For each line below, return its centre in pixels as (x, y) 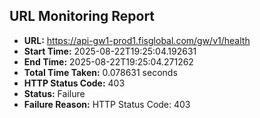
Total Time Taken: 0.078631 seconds (100, 72)
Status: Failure (54, 93)
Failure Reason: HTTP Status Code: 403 (107, 104)
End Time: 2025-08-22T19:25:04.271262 (108, 61)
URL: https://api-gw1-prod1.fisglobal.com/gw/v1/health (137, 40)
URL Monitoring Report (82, 16)
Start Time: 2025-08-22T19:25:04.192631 (110, 51)
